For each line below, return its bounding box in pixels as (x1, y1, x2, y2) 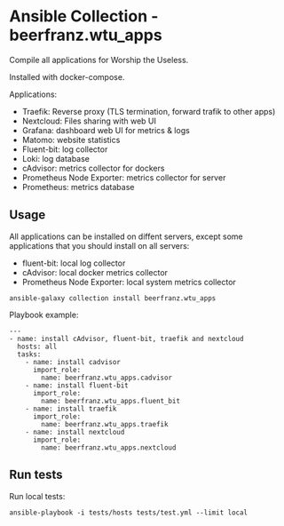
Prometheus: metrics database (21, 181, 135, 192)
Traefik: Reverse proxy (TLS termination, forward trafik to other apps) (21, 106, 276, 116)
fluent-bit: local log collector (21, 258, 126, 268)
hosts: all (17, 342, 58, 351)
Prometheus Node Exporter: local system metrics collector (21, 276, 237, 287)
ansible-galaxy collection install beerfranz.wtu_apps (9, 293, 217, 303)
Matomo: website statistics (21, 134, 121, 145)
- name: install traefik (25, 404, 117, 413)
